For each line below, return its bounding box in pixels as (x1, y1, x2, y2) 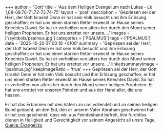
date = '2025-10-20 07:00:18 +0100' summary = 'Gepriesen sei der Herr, (5, 40, 151, 46)
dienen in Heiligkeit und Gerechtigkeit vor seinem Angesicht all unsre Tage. (5, 117, 156, 123)
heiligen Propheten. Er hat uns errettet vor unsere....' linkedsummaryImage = (5, 61, 159, 67)
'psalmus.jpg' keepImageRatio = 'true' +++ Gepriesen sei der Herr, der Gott (5, 66, 157, 72)
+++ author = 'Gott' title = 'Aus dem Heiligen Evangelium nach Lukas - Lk (5, 4, 152, 10)
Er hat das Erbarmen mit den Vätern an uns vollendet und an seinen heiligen (5, 102, 158, 107)
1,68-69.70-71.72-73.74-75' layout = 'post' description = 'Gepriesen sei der (5, 9, 156, 15)
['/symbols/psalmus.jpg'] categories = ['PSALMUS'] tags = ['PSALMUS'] (5, 35, 151, 41)
